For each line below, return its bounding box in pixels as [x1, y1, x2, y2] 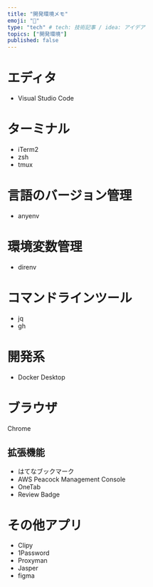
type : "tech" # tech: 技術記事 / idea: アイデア [7, 24, 146, 31]
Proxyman [17, 556, 48, 565]
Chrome [7, 424, 31, 432]
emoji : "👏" [7, 17, 40, 24]
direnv [17, 262, 37, 271]
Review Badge [17, 490, 60, 499]
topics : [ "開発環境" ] [7, 30, 68, 38]
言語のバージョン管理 [7, 188, 132, 204]
